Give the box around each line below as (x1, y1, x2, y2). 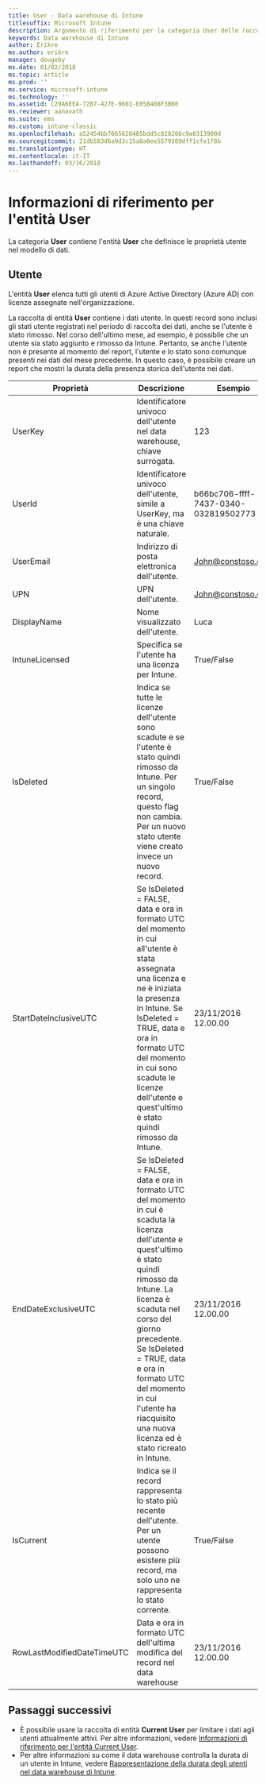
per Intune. (136, 669, 177, 680)
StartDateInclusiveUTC (12, 1012, 97, 1023)
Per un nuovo (136, 821, 186, 832)
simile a (136, 498, 165, 509)
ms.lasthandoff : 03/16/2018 (8, 160, 101, 168)
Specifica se (136, 639, 184, 650)
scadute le (136, 1072, 176, 1083)
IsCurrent (12, 1535, 47, 1546)
